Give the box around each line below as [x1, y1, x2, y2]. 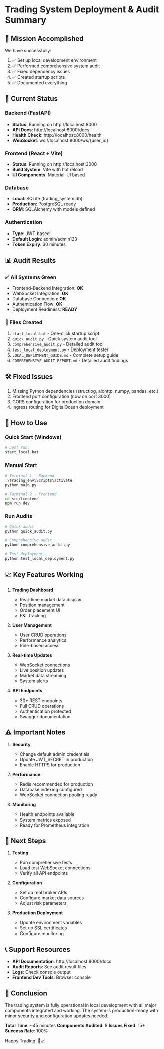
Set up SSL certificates [19, 925, 67, 931]
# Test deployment [5, 551, 43, 557]
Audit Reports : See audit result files [12, 964, 86, 970]
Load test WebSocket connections [19, 865, 91, 871]
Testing [12, 850, 29, 856]
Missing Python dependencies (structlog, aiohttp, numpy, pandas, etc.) [12, 388, 159, 394]
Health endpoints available [19, 811, 75, 817]
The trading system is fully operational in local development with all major [5, 1002, 157, 1008]
